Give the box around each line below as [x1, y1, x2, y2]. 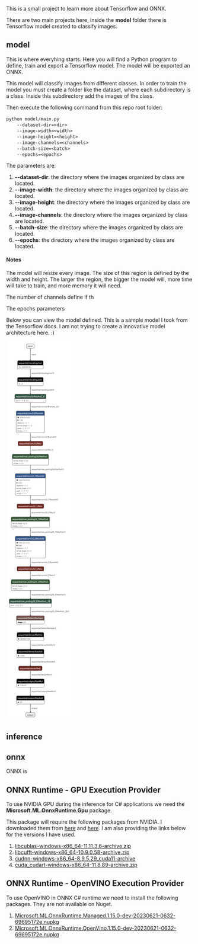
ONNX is [6, 767, 28, 775]
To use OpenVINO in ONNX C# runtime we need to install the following [6, 894, 178, 901]
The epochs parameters [6, 305, 65, 312]
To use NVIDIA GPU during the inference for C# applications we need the [6, 801, 185, 808]
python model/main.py [6, 116, 60, 122]
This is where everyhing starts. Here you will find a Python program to [6, 56, 177, 63]
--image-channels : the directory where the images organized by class [14, 211, 188, 218]
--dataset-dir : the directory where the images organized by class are [14, 173, 184, 180]
